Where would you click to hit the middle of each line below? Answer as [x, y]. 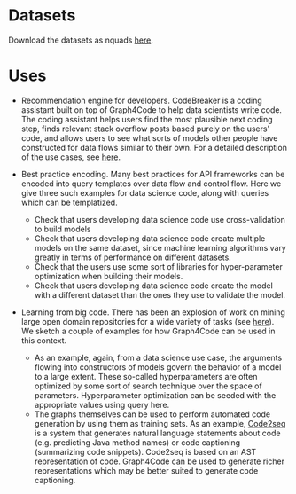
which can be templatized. [69, 202]
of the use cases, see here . [71, 157]
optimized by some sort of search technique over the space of [148, 386]
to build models [62, 229]
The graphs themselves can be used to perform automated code [152, 414]
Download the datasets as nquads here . [81, 40]
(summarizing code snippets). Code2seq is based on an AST [145, 451]
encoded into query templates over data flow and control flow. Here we [151, 184]
